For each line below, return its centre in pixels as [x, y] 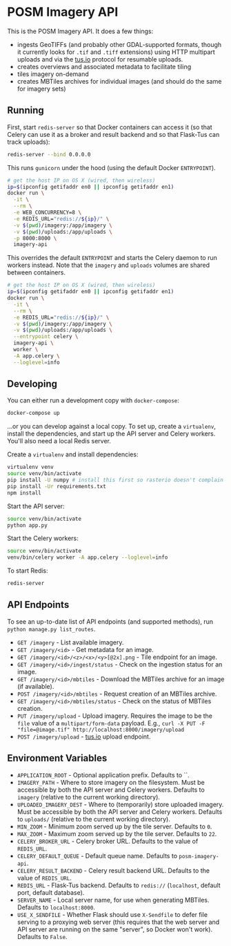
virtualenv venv [30, 467]
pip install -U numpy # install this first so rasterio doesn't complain [115, 480]
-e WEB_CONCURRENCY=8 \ [47, 212]
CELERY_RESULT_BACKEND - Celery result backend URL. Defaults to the [113, 870]
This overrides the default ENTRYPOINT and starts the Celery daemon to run [112, 258]
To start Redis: [28, 571]
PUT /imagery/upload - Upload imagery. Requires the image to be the [114, 716]
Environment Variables [57, 758]
